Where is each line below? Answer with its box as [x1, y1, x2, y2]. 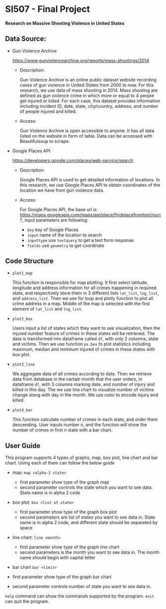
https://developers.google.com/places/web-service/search [12, 157, 134, 163]
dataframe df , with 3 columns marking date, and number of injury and [12, 381, 155, 387]
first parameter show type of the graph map [19, 479, 110, 485]
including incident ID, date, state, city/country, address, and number [19, 103, 159, 109]
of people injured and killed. [19, 108, 77, 114]
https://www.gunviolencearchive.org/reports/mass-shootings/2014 [12, 57, 150, 63]
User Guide [5, 441, 41, 450]
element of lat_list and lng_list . [12, 306, 83, 312]
